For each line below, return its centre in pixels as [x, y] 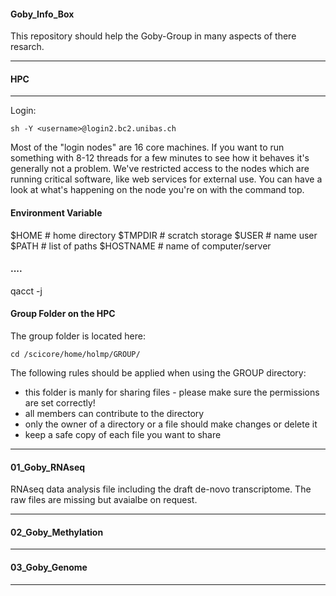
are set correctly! [60, 403]
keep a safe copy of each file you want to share [123, 435]
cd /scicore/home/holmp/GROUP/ [75, 355]
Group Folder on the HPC [63, 314]
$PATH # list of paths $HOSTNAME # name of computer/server [141, 246]
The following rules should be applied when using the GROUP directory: [158, 373]
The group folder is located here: [78, 336]
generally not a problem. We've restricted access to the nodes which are [160, 169]
